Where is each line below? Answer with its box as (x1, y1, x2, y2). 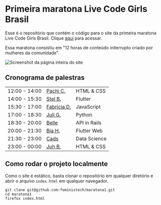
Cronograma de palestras (5, 73, 85, 82)
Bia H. (46, 127, 60, 134)
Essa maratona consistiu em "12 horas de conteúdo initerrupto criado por (5, 45, 153, 50)
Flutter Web (76, 127, 103, 134)
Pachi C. (46, 87, 66, 94)
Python (76, 111, 92, 118)
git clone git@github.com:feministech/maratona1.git (5, 187, 115, 192)
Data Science (76, 135, 107, 142)
